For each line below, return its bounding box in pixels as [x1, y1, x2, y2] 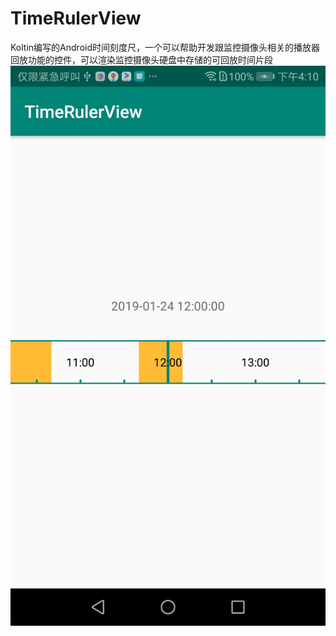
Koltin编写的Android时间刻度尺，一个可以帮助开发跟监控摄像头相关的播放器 [10, 41, 320, 53]
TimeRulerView [10, 7, 142, 30]
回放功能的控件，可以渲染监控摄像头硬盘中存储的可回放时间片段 [10, 53, 273, 66]
